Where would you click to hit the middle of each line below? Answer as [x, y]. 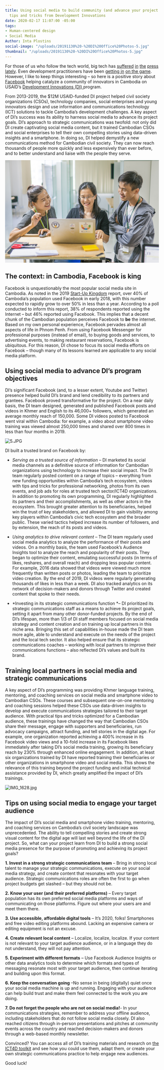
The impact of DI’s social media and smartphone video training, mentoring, [80, 823]
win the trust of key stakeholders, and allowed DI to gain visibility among [85, 512]
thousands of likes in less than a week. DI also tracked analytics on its [82, 584]
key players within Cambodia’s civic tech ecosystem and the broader [81, 517]
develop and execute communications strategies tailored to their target [76, 711]
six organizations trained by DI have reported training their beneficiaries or [80, 758]
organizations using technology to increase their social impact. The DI [82, 471]
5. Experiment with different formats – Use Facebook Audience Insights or [81, 958]
